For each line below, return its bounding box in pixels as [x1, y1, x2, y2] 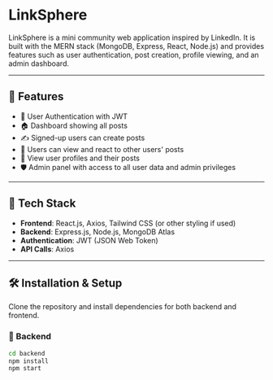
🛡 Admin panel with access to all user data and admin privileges [19, 162, 236, 172]
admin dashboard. [8, 59, 70, 68]
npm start [8, 365, 42, 373]
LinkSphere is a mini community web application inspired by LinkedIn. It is [8, 33, 256, 42]
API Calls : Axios [19, 244, 75, 254]
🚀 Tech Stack [8, 197, 76, 211]
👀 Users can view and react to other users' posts [19, 144, 184, 154]
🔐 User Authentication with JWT [19, 111, 128, 121]
